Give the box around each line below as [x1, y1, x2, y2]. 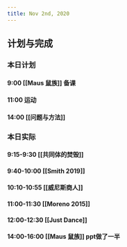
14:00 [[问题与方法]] [7, 112, 66, 121]
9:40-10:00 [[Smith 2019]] [7, 167, 85, 175]
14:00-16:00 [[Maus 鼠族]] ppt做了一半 [7, 232, 120, 241]
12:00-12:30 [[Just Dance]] [7, 216, 87, 224]
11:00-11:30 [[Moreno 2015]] [7, 200, 90, 208]
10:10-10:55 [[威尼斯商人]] [7, 183, 83, 191]
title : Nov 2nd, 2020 [7, 10, 70, 17]
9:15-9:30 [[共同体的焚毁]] [7, 151, 84, 159]
